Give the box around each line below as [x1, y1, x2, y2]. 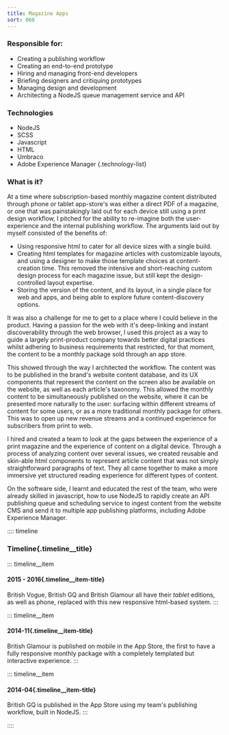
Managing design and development [16, 84, 118, 92]
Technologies [7, 108, 53, 117]
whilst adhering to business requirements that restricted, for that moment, [7, 343, 215, 351]
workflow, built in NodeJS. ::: [7, 708, 88, 717]
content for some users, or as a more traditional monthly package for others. [7, 407, 223, 415]
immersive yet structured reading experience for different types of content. [7, 471, 219, 479]
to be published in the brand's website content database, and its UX [7, 371, 198, 379]
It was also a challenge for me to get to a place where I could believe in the [7, 314, 218, 322]
